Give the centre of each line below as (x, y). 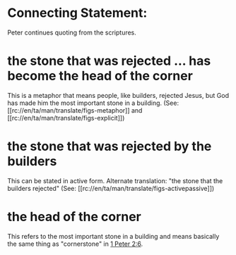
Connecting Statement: (77, 13)
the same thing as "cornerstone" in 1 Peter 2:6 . (75, 244)
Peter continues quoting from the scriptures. (72, 32)
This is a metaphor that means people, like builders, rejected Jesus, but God (118, 95)
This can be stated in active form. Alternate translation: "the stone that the (115, 180)
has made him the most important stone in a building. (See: (93, 103)
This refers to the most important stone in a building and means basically (113, 236)
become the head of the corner (100, 76)
